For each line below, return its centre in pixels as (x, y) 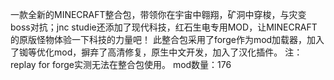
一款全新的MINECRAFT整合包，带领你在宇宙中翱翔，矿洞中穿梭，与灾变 (158, 14)
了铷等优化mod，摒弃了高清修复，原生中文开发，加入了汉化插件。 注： (156, 52)
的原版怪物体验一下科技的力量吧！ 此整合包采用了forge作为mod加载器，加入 (167, 39)
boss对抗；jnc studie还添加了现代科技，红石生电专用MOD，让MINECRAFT (164, 27)
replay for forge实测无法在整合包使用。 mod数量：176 (121, 64)
